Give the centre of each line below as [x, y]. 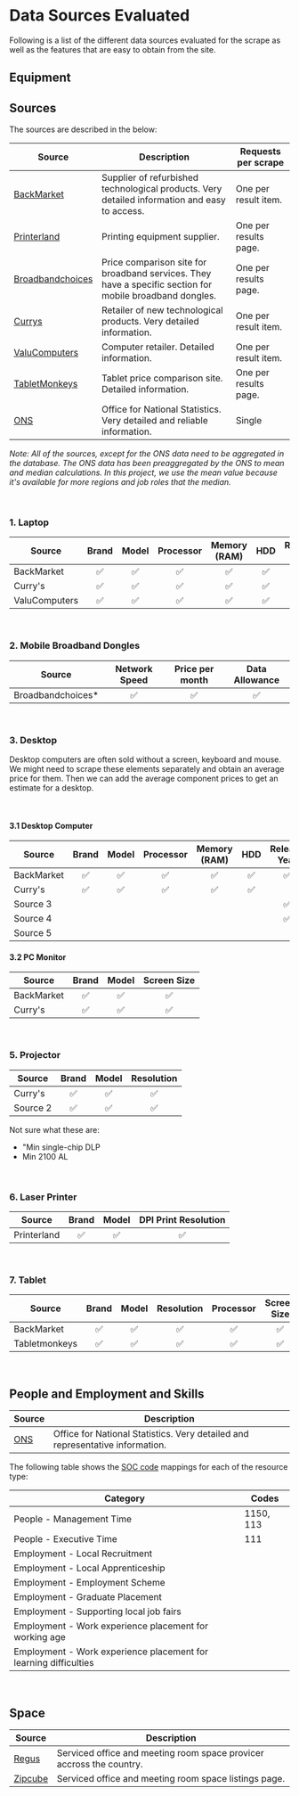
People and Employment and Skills [107, 1394]
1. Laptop [29, 522]
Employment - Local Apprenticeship [89, 1568]
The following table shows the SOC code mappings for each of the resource [149, 1467]
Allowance [257, 680]
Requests [261, 152]
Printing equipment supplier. [160, 237]
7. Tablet [28, 1280]
